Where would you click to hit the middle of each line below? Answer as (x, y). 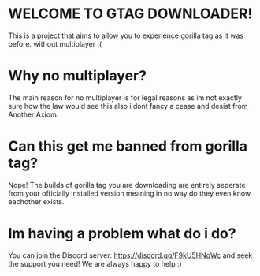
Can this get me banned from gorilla (128, 146)
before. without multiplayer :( (55, 43)
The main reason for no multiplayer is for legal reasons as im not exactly (125, 97)
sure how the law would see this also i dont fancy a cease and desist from (128, 106)
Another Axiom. (33, 114)
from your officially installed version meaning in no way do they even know (130, 193)
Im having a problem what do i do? (122, 233)
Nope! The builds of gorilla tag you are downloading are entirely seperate (127, 185)
